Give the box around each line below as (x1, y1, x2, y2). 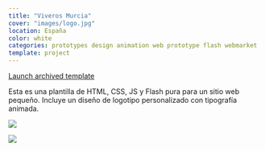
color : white (8, 34, 52, 43)
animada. (8, 104, 39, 113)
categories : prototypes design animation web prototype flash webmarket (8, 42, 258, 50)
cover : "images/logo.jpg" (8, 19, 95, 27)
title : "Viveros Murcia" (8, 11, 92, 20)
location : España (8, 27, 67, 35)
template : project (8, 49, 70, 57)
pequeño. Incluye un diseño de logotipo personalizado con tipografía (8, 96, 238, 104)
